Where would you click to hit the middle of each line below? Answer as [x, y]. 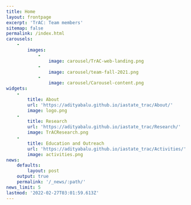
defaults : [29, 165]
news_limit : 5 [24, 187]
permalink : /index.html [35, 34]
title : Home [21, 12]
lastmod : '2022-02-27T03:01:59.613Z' [53, 193]
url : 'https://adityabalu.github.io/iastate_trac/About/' [100, 105]
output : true [33, 177]
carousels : [20, 39]
